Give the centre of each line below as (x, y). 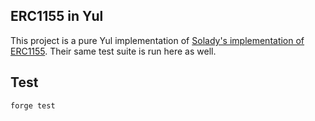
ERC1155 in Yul (57, 16)
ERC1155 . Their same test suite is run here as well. (113, 51)
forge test (33, 105)
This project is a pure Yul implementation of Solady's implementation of (157, 40)
